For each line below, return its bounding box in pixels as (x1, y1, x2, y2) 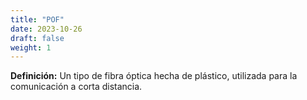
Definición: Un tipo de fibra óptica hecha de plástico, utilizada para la (10, 70, 298, 82)
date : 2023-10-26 (10, 24, 83, 34)
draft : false (10, 33, 65, 43)
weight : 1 (10, 42, 52, 53)
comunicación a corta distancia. (10, 81, 143, 93)
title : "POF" (10, 14, 65, 25)
